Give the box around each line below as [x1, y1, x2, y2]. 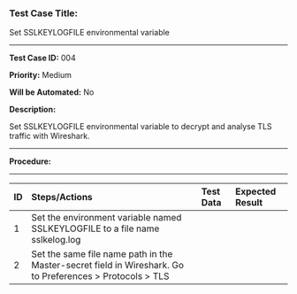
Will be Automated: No [9, 87, 95, 97]
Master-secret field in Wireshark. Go [31, 259, 184, 272]
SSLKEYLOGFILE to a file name [31, 222, 160, 235]
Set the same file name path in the [31, 248, 173, 260]
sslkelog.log [31, 234, 81, 246]
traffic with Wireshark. [9, 131, 90, 142]
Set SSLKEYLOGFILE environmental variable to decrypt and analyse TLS [9, 121, 272, 132]
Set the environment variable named [31, 212, 182, 224]
